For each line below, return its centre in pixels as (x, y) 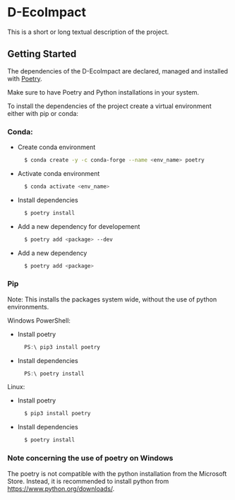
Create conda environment (56, 147)
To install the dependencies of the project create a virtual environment (109, 106)
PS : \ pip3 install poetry (62, 347)
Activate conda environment (59, 173)
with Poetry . (25, 78)
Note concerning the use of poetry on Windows (90, 458)
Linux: (16, 387)
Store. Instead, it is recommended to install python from (88, 481)
